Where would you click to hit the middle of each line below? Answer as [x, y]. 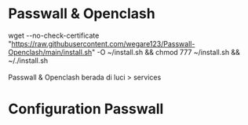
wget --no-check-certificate [54, 35]
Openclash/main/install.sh [50, 52]
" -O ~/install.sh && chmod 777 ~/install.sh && [166, 52]
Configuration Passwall [86, 109]
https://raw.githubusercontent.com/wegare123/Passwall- [103, 43]
